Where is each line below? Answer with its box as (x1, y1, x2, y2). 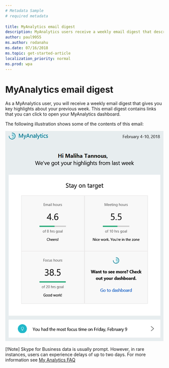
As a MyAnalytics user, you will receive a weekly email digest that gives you (5, 100, 162, 107)
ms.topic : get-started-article (5, 50, 71, 56)
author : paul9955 (5, 35, 42, 40)
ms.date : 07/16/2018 (5, 45, 49, 50)
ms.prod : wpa (5, 61, 33, 67)
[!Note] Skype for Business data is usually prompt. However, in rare (5, 346, 144, 352)
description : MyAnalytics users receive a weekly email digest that (5, 29, 152, 35)
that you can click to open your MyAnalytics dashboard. (5, 111, 121, 117)
